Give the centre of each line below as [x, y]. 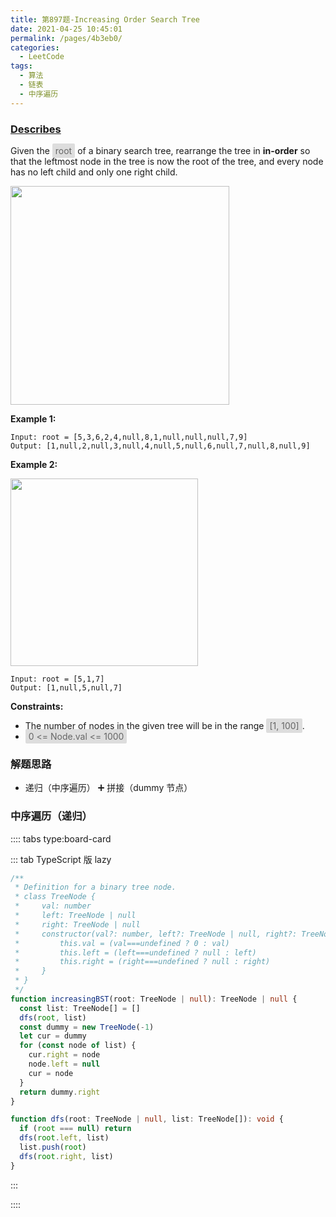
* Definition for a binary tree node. [95, 887]
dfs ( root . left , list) [64, 1138]
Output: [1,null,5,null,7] [66, 687]
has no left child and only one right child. [94, 172]
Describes [36, 129]
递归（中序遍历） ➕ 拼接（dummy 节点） [108, 788]
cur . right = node [64, 1055]
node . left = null [64, 1064]
